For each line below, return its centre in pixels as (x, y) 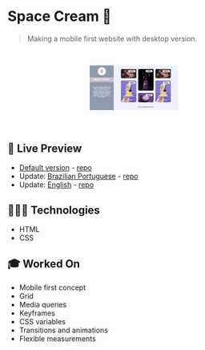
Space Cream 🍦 (60, 16)
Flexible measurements (58, 338)
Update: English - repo (56, 185)
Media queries (43, 304)
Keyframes (37, 313)
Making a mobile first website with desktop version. (112, 39)
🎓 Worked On (44, 264)
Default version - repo (56, 168)
